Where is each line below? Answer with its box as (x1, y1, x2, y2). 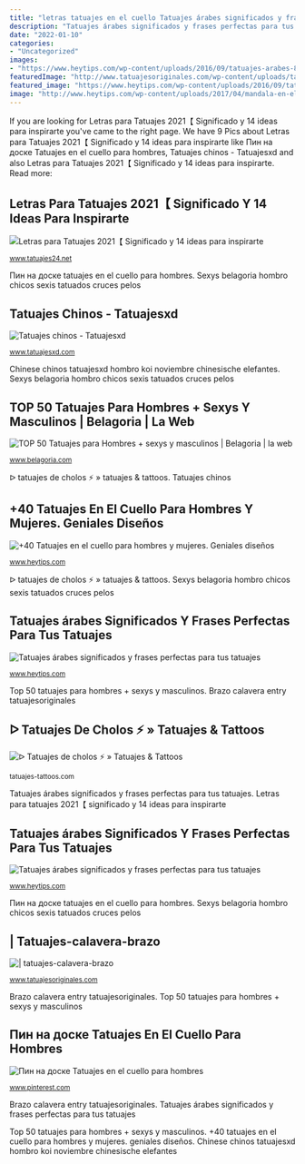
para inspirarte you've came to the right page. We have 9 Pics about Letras (9, 125, 290, 136)
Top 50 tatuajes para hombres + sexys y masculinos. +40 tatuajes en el (9, 1126, 277, 1137)
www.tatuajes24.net (9, 254, 73, 263)
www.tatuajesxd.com (9, 348, 75, 357)
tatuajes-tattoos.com (9, 773, 75, 782)
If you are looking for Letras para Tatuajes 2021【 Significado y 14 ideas (9, 115, 279, 126)
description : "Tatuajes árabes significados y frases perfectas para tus (9, 22, 295, 31)
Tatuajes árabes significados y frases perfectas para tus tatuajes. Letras (9, 788, 280, 799)
